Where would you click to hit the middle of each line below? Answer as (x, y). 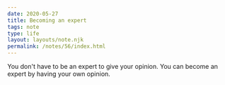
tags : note (23, 27)
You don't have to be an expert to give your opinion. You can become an (112, 66)
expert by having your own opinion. (59, 74)
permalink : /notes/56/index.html (57, 46)
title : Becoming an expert (47, 20)
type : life (23, 33)
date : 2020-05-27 (33, 14)
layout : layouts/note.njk (45, 40)
